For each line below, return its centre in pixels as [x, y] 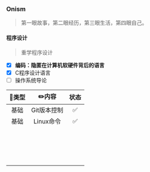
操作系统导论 [31, 80]
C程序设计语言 [33, 72]
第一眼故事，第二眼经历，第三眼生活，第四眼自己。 [84, 23]
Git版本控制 [47, 110]
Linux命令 [47, 121]
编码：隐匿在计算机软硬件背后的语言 [60, 65]
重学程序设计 [37, 52]
